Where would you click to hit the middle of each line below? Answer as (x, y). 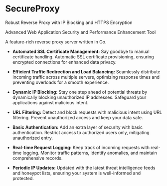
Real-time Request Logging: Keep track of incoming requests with (81, 147)
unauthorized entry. (33, 138)
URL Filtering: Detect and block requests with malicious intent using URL (87, 112)
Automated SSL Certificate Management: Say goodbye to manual (81, 51)
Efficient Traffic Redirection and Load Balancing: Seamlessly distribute (86, 72)
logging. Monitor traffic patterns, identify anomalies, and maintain (90, 153)
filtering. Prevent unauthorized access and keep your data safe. (78, 117)
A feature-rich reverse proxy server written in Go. (56, 42)
